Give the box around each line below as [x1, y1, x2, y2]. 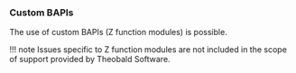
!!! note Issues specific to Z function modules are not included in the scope [9, 44, 287, 55]
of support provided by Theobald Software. [9, 54, 171, 65]
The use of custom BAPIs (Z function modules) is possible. [9, 27, 227, 38]
